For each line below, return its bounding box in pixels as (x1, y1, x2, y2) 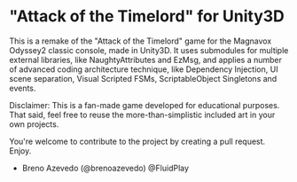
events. (9, 83, 36, 93)
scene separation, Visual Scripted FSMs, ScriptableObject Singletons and (9, 73, 277, 83)
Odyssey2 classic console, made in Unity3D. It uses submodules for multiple (9, 44, 289, 55)
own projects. (9, 118, 59, 130)
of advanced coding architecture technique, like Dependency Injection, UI (9, 64, 278, 75)
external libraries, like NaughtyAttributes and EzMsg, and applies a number (9, 54, 282, 65)
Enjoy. (9, 145, 32, 156)
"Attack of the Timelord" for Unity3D (9, 6, 285, 27)
